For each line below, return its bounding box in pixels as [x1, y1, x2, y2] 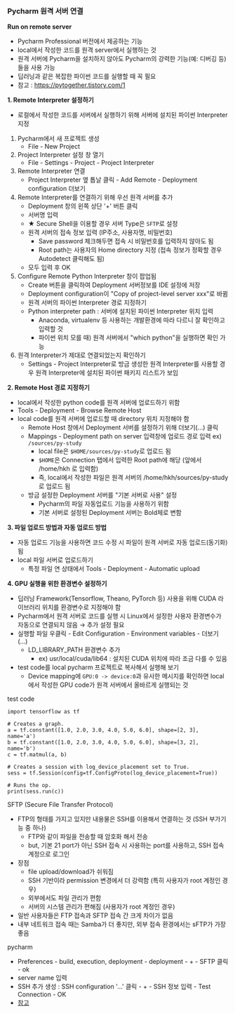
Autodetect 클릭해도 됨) [38, 255, 105, 263]
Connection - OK [17, 991, 67, 999]
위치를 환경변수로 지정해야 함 [41, 603, 121, 612]
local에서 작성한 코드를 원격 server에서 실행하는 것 [17, 46, 156, 54]
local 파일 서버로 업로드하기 [17, 556, 93, 564]
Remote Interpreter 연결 [17, 167, 86, 175]
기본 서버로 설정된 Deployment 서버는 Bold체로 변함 [38, 509, 182, 517]
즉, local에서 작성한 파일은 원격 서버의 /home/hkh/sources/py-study [38, 474, 229, 482]
